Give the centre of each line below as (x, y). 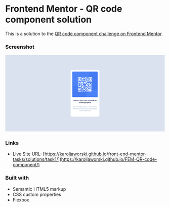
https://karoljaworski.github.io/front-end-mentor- (96, 154)
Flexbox (21, 200)
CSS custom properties (37, 194)
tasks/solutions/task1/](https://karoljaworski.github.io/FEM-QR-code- (85, 159)
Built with (17, 178)
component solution (49, 20)
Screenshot (20, 47)
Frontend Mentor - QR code (64, 9)
